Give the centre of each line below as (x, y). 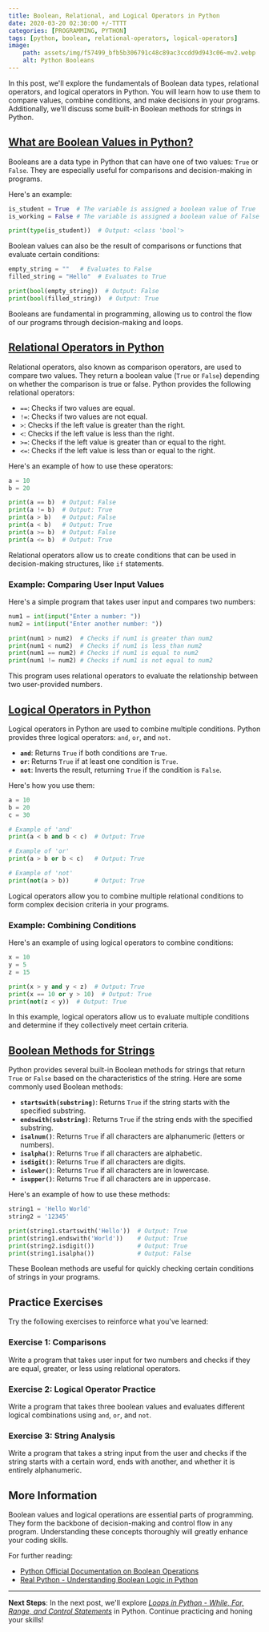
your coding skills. (38, 1540)
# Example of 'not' (41, 874)
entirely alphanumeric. (45, 1470)
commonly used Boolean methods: (66, 1087)
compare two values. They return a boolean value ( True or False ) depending (134, 375)
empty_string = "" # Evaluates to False (80, 269)
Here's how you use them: (52, 785)
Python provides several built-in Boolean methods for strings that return (127, 1070)
